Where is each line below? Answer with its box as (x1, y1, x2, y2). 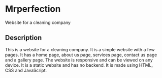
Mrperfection (5, 3, 61, 15)
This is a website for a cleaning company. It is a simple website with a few (5, 46, 155, 52)
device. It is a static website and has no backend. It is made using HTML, (5, 62, 153, 68)
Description (5, 34, 42, 42)
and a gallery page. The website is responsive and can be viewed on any (5, 57, 153, 63)
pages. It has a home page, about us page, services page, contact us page (5, 52, 157, 58)
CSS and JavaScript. (5, 67, 47, 73)
